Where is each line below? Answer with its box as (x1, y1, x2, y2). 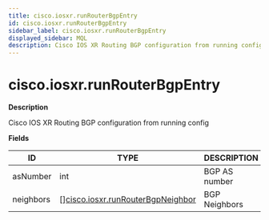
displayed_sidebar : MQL (8, 34, 88, 42)
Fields (8, 134, 30, 143)
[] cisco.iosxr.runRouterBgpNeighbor (59, 194, 196, 205)
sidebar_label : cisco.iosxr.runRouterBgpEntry (8, 26, 167, 34)
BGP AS (203, 166, 234, 177)
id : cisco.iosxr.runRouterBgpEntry (8, 19, 127, 27)
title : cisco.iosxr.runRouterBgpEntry (8, 11, 138, 20)
